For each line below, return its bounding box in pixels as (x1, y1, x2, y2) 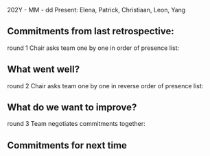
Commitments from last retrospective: (7, 25, 175, 37)
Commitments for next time (7, 140, 127, 151)
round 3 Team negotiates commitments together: (7, 120, 145, 128)
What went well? (7, 64, 80, 75)
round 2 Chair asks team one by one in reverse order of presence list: (7, 81, 204, 90)
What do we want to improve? (7, 102, 137, 114)
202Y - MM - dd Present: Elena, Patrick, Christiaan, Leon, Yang (7, 6, 186, 14)
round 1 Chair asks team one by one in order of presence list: (7, 44, 180, 52)
